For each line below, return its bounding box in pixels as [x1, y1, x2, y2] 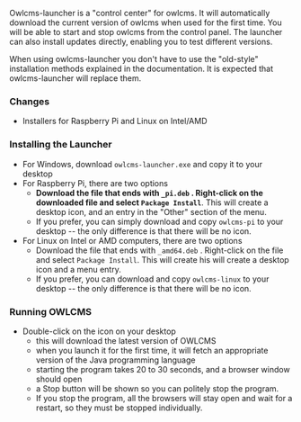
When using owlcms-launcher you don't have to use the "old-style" [9, 54, 259, 64]
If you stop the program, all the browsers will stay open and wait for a [35, 392, 293, 403]
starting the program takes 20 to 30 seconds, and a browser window [35, 364, 290, 374]
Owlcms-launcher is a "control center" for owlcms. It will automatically [9, 8, 270, 18]
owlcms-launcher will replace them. [9, 73, 142, 84]
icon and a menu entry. [35, 264, 121, 274]
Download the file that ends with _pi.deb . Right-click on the [35, 187, 263, 198]
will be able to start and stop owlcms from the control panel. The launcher [9, 27, 283, 37]
